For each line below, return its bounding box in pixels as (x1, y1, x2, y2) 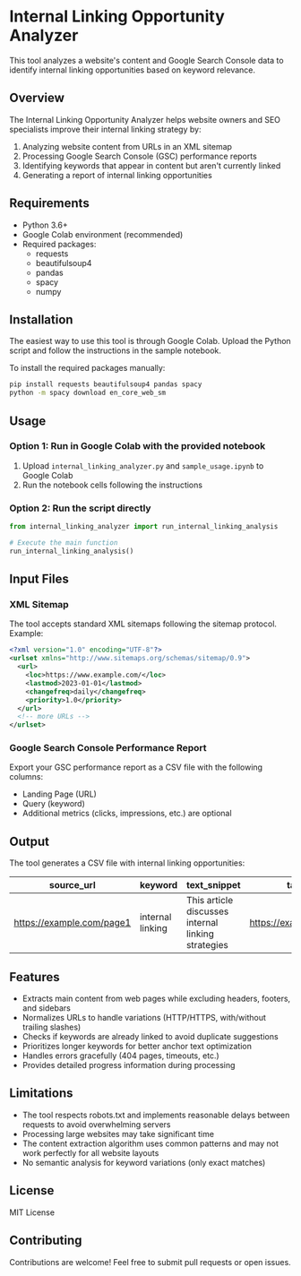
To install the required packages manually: (9, 363, 166, 374)
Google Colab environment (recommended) (21, 228, 184, 239)
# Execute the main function (9, 538, 118, 547)
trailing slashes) (21, 1022, 82, 1032)
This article (186, 894, 234, 907)
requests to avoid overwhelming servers (21, 1118, 171, 1130)
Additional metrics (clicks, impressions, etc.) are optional (21, 808, 232, 819)
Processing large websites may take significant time (21, 1128, 215, 1139)
